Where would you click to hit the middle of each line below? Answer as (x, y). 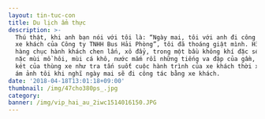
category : (24, 96)
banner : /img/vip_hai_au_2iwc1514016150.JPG (82, 103)
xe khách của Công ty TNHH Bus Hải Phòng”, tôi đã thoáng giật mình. (132, 45)
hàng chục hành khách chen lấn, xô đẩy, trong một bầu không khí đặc (132, 52)
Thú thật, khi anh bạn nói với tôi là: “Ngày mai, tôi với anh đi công (136, 37)
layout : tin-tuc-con (42, 15)
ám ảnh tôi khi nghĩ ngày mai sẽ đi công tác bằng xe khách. (118, 74)
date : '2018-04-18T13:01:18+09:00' (67, 81)
